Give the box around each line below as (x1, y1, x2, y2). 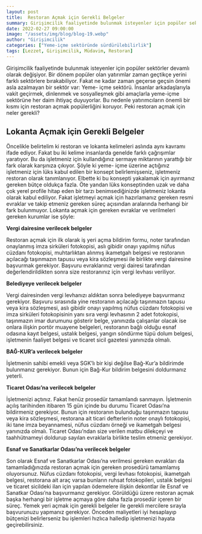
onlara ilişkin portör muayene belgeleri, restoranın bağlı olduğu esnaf (6, 323, 177, 331)
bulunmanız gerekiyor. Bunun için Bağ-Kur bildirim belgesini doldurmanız (6, 366, 187, 373)
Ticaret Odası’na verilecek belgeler (6, 384, 96, 391)
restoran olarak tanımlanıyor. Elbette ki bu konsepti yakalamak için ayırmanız (6, 174, 195, 182)
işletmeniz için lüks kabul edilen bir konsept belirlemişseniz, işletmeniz (6, 168, 181, 175)
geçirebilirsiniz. (6, 521, 44, 528)
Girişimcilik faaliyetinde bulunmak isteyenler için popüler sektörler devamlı (6, 64, 190, 72)
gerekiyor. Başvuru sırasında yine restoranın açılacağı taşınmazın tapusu (6, 298, 185, 305)
